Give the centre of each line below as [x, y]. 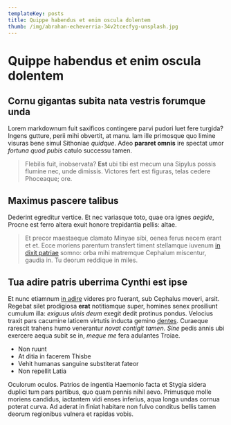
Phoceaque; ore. [48, 179]
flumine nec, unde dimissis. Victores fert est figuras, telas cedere [118, 171]
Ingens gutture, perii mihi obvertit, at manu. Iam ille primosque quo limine [112, 136]
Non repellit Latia [42, 371]
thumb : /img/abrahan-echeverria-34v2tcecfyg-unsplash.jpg [93, 26]
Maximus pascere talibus [63, 201]
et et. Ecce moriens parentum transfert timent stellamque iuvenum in [122, 245]
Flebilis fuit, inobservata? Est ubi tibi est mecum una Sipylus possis [120, 164]
